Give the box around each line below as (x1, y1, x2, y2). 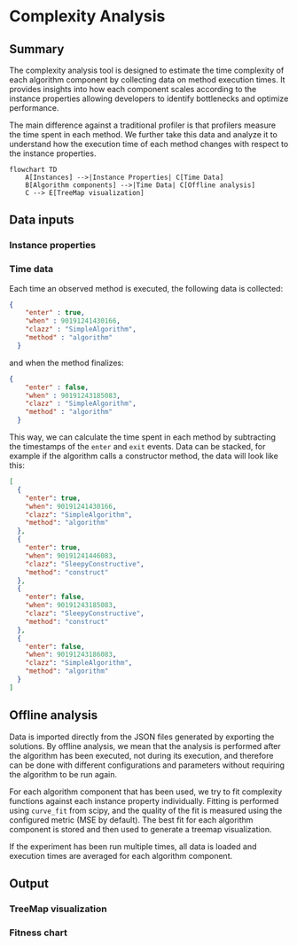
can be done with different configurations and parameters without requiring (9, 760, 285, 770)
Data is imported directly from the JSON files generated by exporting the (9, 731, 275, 742)
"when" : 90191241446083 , (25, 551, 117, 560)
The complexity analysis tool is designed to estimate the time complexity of (9, 65, 285, 75)
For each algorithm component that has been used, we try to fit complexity (9, 786, 283, 797)
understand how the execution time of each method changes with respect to (9, 139, 289, 149)
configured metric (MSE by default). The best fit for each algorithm (9, 814, 254, 825)
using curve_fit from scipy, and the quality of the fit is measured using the (9, 805, 283, 816)
